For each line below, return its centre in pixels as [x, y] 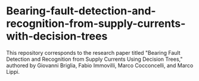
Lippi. [13, 71]
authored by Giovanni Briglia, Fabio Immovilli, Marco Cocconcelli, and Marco [100, 65]
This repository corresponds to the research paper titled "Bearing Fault [93, 52]
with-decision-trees [57, 36]
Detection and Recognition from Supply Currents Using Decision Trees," [94, 59]
